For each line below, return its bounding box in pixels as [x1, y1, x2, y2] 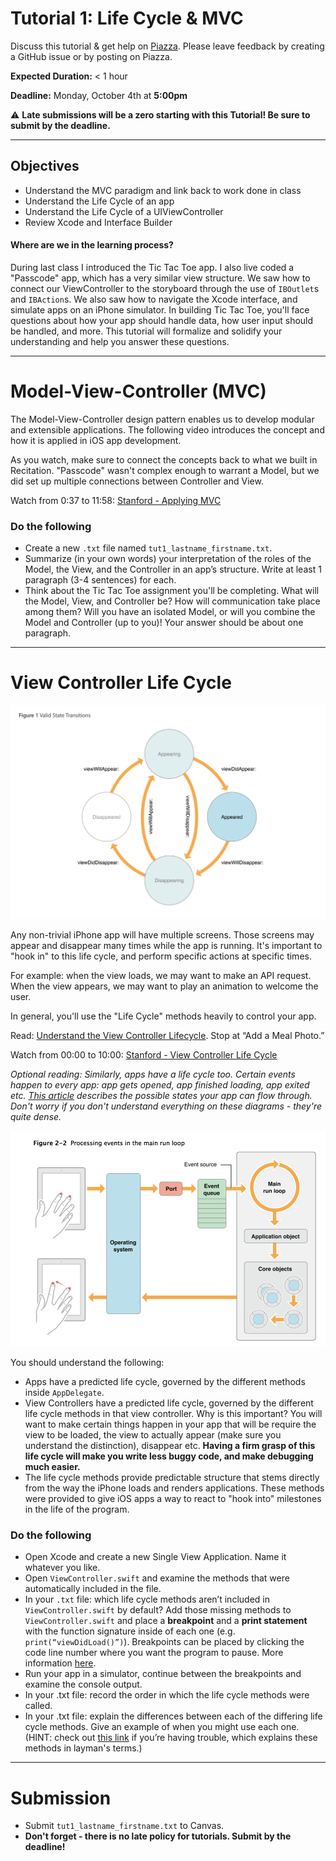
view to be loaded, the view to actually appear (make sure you [24, 1429, 282, 1441]
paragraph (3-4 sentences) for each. [24, 574, 177, 586]
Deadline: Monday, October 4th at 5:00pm [10, 89, 188, 101]
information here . [24, 1657, 97, 1669]
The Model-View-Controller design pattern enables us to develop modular [10, 413, 315, 425]
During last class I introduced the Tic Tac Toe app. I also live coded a [10, 261, 295, 273]
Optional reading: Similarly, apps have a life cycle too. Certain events [10, 1068, 296, 1081]
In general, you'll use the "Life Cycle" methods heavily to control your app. [10, 1010, 317, 1022]
